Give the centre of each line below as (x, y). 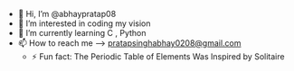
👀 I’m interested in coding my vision (84, 23)
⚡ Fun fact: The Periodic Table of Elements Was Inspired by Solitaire (158, 57)
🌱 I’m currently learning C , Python (82, 33)
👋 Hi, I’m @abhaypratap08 (67, 14)
